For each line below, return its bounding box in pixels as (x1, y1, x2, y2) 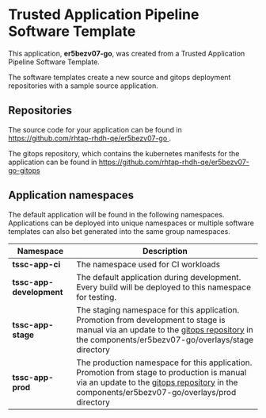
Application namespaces (8, 189, 135, 202)
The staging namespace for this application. (76, 304, 240, 315)
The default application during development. (76, 271, 241, 282)
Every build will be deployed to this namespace (76, 282, 252, 293)
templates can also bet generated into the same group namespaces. (8, 226, 231, 236)
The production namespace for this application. (76, 357, 253, 368)
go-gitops (8, 165, 41, 175)
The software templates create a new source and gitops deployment (8, 72, 231, 82)
